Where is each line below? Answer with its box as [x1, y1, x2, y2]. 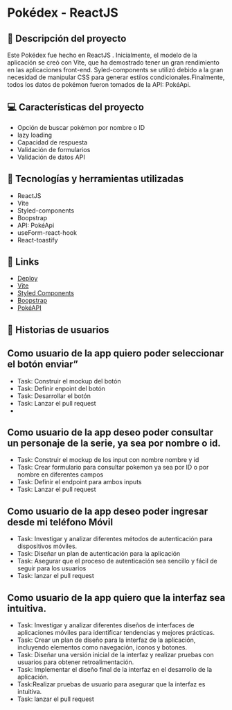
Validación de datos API [17, 153, 85, 161]
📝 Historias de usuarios [7, 324, 109, 336]
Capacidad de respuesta [17, 138, 88, 147]
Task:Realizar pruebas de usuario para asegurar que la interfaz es [17, 680, 206, 688]
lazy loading [17, 131, 53, 139]
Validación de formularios [17, 145, 91, 154]
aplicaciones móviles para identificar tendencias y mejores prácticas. [17, 629, 215, 637]
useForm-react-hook [17, 228, 78, 237]
